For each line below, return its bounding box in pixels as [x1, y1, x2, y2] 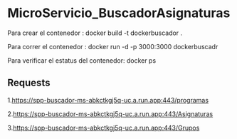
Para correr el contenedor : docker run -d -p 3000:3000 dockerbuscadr [7, 42, 218, 51]
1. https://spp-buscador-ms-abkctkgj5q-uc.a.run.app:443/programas [7, 96, 209, 104]
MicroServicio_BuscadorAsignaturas [7, 5, 231, 21]
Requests [7, 77, 51, 89]
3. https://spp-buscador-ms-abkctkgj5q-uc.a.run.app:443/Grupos [7, 123, 200, 132]
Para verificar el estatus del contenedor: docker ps [7, 56, 157, 65]
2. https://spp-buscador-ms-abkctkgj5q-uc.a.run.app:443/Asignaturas [7, 109, 214, 118]
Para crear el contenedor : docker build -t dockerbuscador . [7, 29, 183, 37]
